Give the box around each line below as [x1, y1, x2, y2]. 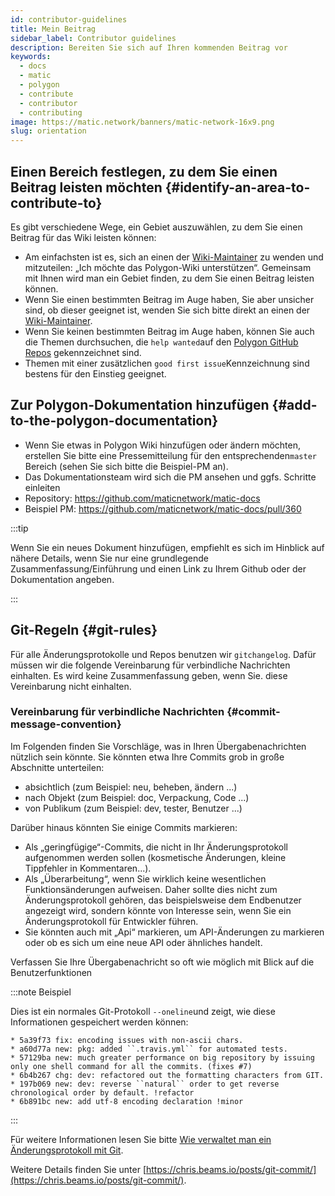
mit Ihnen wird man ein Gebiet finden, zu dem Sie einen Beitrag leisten [24, 272, 315, 284]
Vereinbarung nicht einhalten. [10, 680, 132, 692]
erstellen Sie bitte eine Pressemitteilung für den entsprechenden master [24, 449, 317, 461]
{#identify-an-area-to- [164, 179, 311, 196]
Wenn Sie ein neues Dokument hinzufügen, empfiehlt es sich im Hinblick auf [10, 541, 325, 553]
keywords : [10, 52, 52, 62]
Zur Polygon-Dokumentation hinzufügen [10, 397, 270, 414]
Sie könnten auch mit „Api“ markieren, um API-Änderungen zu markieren [24, 926, 325, 938]
